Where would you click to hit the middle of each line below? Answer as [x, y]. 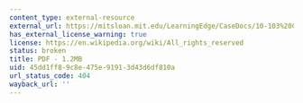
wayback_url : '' [40, 84]
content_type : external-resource [72, 17]
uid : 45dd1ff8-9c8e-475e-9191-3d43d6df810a [92, 68]
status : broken [38, 51]
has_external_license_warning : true [78, 34]
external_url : [36, 26]
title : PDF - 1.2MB [46, 59]
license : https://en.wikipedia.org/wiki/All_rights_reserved [127, 43]
